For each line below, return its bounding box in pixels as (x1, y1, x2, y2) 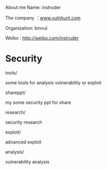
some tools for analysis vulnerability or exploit (5, 79, 102, 86)
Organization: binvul (5, 25, 47, 31)
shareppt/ (5, 89, 26, 95)
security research (5, 119, 42, 125)
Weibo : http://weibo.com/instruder (5, 35, 79, 41)
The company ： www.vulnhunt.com (5, 15, 81, 21)
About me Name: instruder (5, 5, 61, 10)
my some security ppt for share (5, 99, 71, 105)
